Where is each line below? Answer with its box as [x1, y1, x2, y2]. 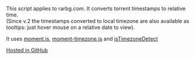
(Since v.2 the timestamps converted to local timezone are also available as [6, 18, 190, 24]
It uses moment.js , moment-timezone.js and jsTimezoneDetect [6, 35, 158, 42]
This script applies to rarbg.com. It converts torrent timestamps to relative [6, 5, 186, 12]
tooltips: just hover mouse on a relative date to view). [6, 24, 135, 31]
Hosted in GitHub [6, 47, 48, 54]
